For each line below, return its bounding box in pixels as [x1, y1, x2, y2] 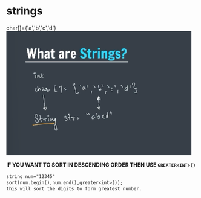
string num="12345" [6, 173, 56, 179]
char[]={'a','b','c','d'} [6, 24, 56, 31]
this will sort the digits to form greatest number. [6, 185, 142, 191]
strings [6, 4, 43, 18]
